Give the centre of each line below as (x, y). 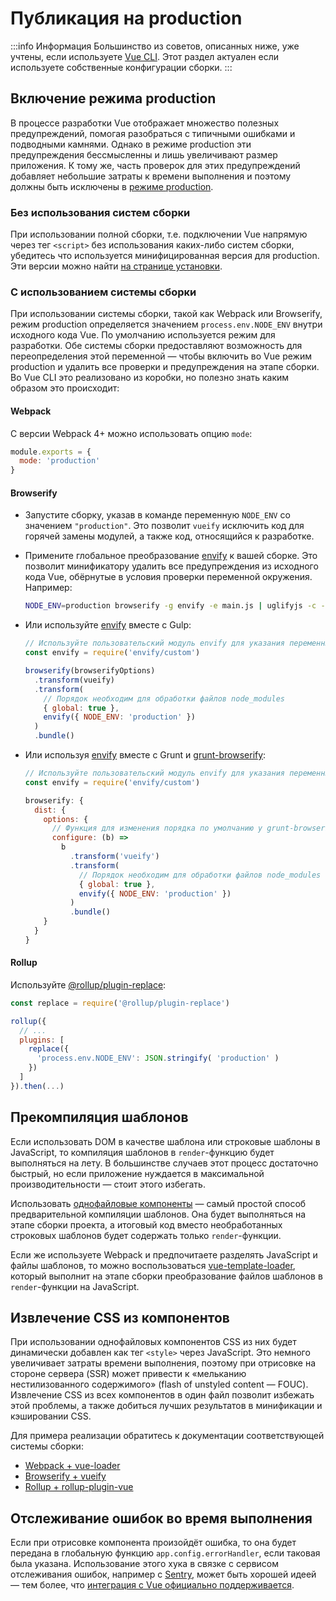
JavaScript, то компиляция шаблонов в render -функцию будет (142, 1152)
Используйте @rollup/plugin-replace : (88, 984)
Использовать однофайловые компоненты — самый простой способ (158, 1203)
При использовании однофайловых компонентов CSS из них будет (153, 1342)
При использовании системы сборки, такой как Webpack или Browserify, (166, 314)
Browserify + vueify (65, 1476)
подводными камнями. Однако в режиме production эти (131, 144)
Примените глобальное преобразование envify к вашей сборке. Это (171, 556)
